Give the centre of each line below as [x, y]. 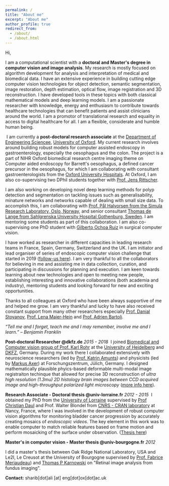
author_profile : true [28, 24]
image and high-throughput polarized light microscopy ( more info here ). [80, 385]
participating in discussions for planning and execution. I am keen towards [82, 269]
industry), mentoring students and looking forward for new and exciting [79, 285]
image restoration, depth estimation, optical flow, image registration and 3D [83, 89]
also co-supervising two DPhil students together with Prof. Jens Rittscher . [82, 180]
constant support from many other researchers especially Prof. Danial [78, 311]
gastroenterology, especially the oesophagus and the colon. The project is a [84, 153]
